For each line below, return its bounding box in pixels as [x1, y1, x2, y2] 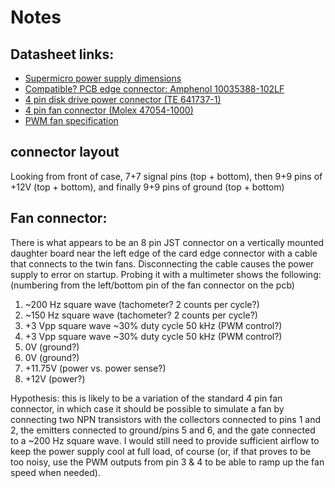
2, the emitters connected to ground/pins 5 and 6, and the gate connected [10, 424, 316, 436]
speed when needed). [10, 466, 101, 478]
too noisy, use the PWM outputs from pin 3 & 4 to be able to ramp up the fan [10, 456, 325, 468]
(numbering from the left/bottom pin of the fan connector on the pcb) [10, 279, 295, 291]
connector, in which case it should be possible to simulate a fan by [10, 402, 285, 415]
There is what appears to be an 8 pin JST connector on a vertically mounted [10, 236, 325, 248]
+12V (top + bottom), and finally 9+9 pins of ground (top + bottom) [10, 181, 285, 193]
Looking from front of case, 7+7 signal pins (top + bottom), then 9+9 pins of [10, 170, 323, 182]
